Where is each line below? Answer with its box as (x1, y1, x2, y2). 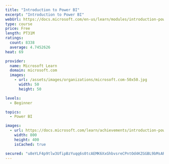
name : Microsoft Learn (10, 63, 57, 68)
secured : (5, 151, 24, 156)
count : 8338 (10, 40, 35, 45)
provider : (5, 58, 26, 63)
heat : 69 (5, 49, 24, 54)
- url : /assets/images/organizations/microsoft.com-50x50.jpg (14, 77, 147, 83)
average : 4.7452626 (10, 45, 51, 50)
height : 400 (14, 137, 39, 142)
